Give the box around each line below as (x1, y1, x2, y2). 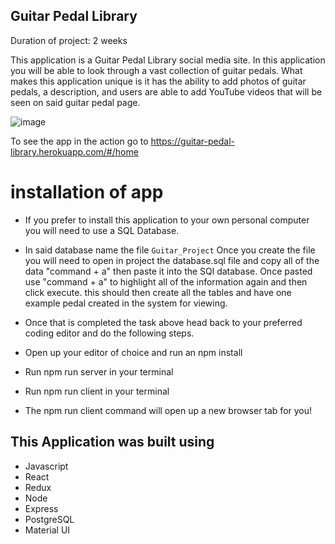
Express (24, 502, 59, 514)
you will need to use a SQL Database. (24, 224, 180, 236)
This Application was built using (10, 434, 215, 451)
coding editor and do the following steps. (24, 327, 195, 339)
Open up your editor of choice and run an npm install (24, 346, 243, 358)
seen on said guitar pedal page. (10, 96, 141, 108)
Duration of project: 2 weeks (10, 34, 128, 46)
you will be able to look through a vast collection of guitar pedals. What (10, 64, 303, 76)
